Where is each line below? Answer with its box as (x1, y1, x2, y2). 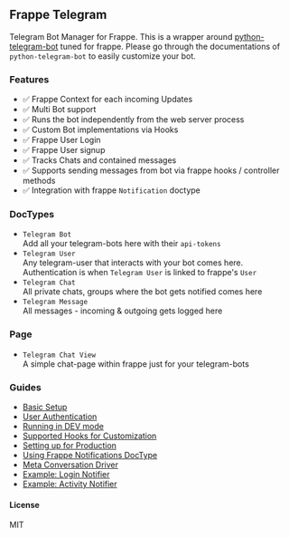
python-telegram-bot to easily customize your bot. (9, 50, 196, 62)
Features (9, 72, 50, 85)
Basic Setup (22, 402, 68, 412)
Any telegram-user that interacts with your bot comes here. (22, 257, 244, 268)
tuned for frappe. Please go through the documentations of (60, 41, 281, 52)
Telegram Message (22, 298, 89, 307)
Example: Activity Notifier (22, 479, 117, 489)
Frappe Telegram (9, 7, 107, 23)
